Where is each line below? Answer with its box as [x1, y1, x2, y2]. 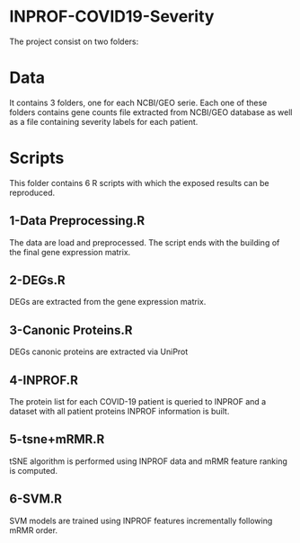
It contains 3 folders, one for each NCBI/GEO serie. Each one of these [9, 97, 268, 108]
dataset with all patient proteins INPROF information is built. [9, 406, 230, 417]
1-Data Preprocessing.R [9, 213, 146, 228]
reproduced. [9, 187, 56, 198]
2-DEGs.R [9, 272, 66, 289]
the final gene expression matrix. [9, 246, 131, 257]
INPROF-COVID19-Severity [9, 6, 215, 27]
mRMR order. [9, 524, 58, 536]
